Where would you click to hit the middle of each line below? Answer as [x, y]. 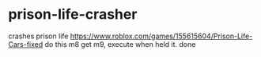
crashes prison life [38, 36]
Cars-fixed [26, 44]
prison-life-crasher [73, 14]
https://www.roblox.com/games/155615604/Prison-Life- [161, 36]
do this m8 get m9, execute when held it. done [120, 44]
